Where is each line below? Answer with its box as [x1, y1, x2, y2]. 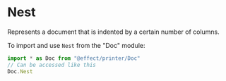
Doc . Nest [7, 68, 33, 75]
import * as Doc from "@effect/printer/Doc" [7, 54, 141, 62]
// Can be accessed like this [7, 61, 97, 68]
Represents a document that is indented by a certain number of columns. [7, 27, 220, 36]
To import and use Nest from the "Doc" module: [7, 41, 146, 49]
